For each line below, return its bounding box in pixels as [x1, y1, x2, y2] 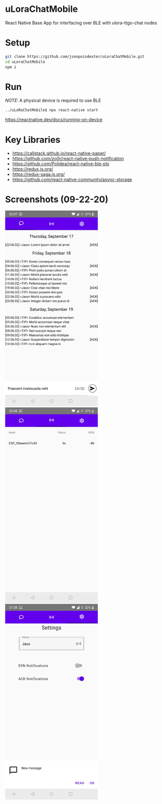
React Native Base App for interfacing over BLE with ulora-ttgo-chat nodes [5, 20, 157, 26]
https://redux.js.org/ [12, 166, 53, 172]
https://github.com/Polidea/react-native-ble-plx [12, 161, 110, 167]
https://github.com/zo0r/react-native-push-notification [12, 156, 124, 162]
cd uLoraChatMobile [5, 59, 45, 64]
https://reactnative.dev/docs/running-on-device [5, 117, 103, 123]
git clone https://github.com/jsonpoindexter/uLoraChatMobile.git [5, 54, 145, 59]
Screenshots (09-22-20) [5, 194, 109, 205]
